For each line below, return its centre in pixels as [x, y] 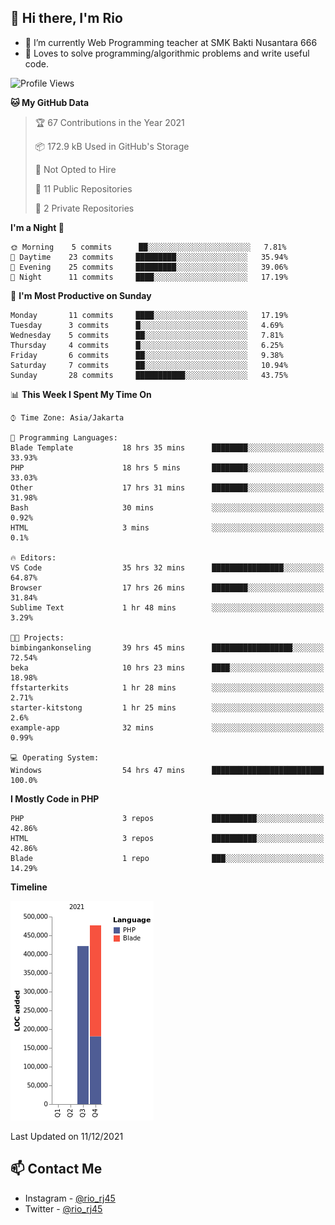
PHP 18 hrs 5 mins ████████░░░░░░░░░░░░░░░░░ [167, 467]
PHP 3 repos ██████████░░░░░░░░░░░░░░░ [167, 818]
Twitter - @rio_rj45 [63, 1208]
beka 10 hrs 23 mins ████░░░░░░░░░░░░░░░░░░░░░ [167, 667]
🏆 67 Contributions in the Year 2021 [109, 122]
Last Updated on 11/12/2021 [67, 1136]
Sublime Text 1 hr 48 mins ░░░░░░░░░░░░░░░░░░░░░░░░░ [167, 607]
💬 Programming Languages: [64, 437]
